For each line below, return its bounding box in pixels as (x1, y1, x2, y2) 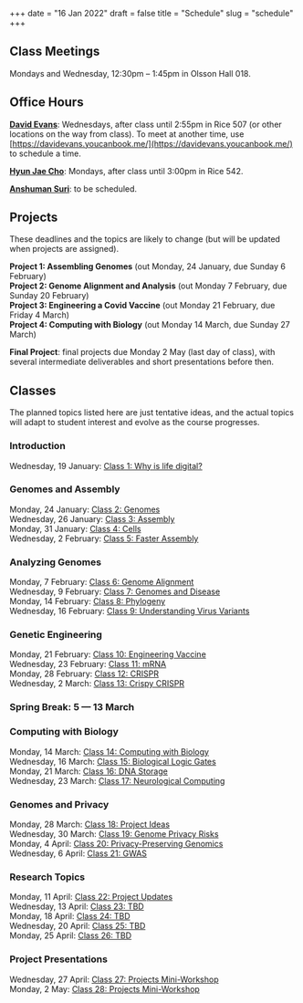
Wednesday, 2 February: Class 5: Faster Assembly (9, 533, 199, 544)
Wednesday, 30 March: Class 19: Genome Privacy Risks (9, 828, 219, 839)
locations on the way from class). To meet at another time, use (9, 128, 245, 140)
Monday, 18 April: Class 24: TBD (9, 911, 131, 922)
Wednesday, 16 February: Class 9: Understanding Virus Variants (9, 606, 250, 617)
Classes (9, 382, 57, 398)
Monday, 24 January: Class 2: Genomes (9, 504, 161, 515)
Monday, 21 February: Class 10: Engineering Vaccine (9, 649, 207, 660)
